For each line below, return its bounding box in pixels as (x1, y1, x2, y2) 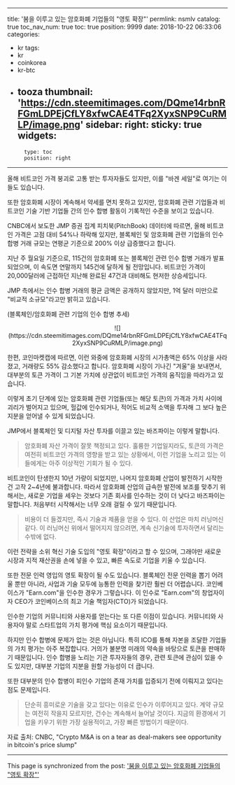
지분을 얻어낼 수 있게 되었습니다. (7, 411, 96, 420)
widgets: (17, 130, 57, 142)
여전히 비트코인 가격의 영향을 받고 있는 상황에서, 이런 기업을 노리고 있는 (24, 450, 219, 458)
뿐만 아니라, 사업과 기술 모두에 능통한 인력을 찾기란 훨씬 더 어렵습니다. (14, 579, 205, 588)
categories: (7, 30, 40, 38)
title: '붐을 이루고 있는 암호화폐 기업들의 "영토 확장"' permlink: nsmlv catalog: (7, 15, 221, 23)
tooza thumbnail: (17, 86, 93, 98)
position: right (24, 155, 71, 162)
